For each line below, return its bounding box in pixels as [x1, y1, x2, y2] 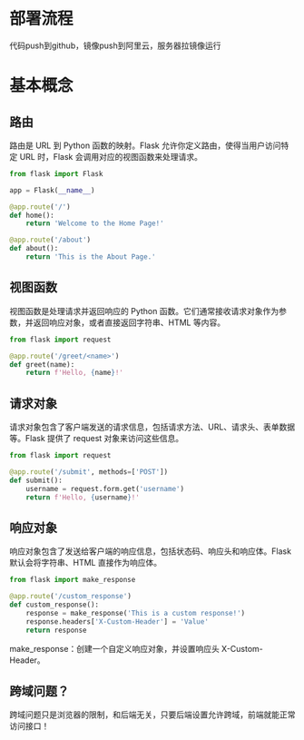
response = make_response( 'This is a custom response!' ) [25, 608, 246, 617]
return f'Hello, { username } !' [25, 492, 141, 502]
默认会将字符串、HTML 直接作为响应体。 [9, 557, 162, 568]
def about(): [9, 244, 59, 253]
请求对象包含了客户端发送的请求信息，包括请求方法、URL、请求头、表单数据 [9, 421, 296, 432]
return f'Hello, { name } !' [25, 369, 124, 378]
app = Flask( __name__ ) [9, 185, 95, 195]
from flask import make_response [9, 576, 136, 585]
